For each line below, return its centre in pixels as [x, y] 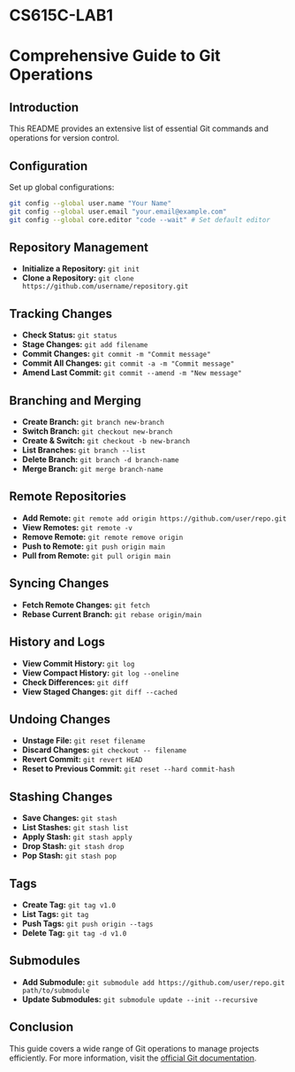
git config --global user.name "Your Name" [91, 204]
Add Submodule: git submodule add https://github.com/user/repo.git [153, 982]
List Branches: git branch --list [83, 450]
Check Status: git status [69, 335]
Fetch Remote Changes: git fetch [86, 605]
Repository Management [79, 247]
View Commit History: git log [78, 663]
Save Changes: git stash [69, 818]
